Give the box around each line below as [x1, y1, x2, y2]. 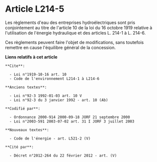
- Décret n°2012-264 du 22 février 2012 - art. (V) [9, 153, 117, 158]
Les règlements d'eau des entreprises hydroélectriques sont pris [5, 20, 135, 25]
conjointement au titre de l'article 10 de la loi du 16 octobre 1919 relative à [5, 24, 153, 30]
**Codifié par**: [5, 106, 41, 111]
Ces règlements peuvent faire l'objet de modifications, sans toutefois [5, 39, 144, 45]
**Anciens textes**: [5, 84, 47, 90]
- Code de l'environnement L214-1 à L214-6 [9, 76, 99, 81]
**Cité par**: [5, 144, 34, 149]
